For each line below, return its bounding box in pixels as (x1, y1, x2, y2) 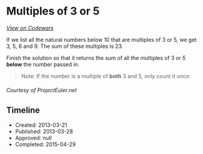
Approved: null (15, 134, 52, 141)
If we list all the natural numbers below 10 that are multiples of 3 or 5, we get (6, 36, 197, 43)
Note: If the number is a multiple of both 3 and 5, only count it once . (21, 72, 191, 79)
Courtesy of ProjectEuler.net (6, 86, 77, 93)
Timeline (6, 105, 41, 116)
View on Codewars (6, 24, 54, 32)
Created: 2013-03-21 (15, 121, 68, 129)
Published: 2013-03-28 (15, 127, 73, 135)
